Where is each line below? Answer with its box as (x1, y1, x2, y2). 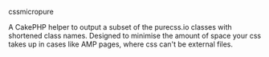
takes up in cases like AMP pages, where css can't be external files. (8, 39, 234, 49)
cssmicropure (8, 7, 54, 16)
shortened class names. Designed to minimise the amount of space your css (8, 31, 262, 40)
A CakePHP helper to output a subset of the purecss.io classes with (8, 22, 232, 31)
